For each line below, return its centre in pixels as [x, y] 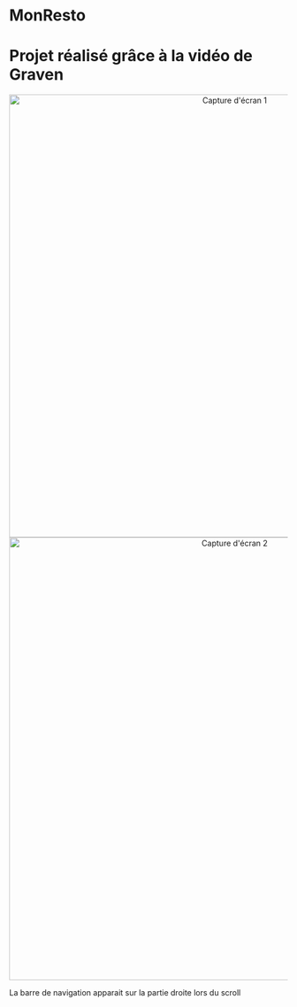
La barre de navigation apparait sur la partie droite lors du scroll [125, 993]
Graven [37, 75]
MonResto [48, 15]
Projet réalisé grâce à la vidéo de [131, 56]
